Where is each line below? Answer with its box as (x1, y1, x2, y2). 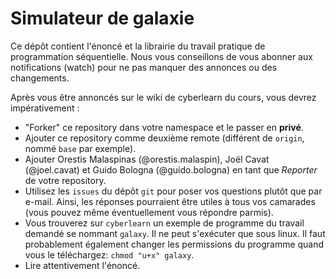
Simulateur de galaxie (10, 7, 195, 30)
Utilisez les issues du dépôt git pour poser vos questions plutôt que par (24, 185, 323, 197)
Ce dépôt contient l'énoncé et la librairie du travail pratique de (10, 40, 266, 52)
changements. (10, 72, 70, 84)
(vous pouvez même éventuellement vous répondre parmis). (24, 206, 274, 218)
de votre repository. (24, 174, 107, 186)
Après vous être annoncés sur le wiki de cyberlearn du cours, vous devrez (10, 91, 317, 103)
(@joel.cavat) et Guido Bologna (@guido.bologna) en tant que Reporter (24, 163, 318, 176)
